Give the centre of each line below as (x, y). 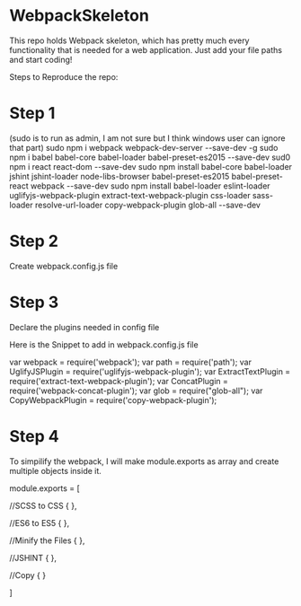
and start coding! (41, 59)
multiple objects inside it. (55, 470)
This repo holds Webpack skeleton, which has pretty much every (129, 40)
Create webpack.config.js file (64, 266)
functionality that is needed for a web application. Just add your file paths (146, 49)
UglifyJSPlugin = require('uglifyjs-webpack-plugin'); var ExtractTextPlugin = (150, 371)
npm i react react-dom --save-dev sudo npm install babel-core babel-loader (151, 166)
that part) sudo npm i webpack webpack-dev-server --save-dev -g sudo (144, 147)
